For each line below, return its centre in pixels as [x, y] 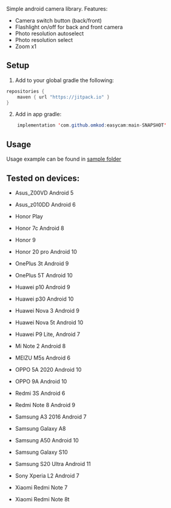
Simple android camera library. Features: [57, 9]
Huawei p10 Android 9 [43, 287]
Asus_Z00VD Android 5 [44, 193]
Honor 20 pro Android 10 [46, 251]
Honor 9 [25, 240]
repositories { [25, 91]
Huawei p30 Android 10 [44, 299]
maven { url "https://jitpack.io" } [64, 97]
